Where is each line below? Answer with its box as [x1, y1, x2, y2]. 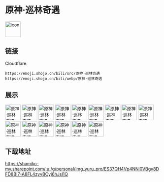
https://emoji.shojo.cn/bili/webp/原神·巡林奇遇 [5, 76, 102, 81]
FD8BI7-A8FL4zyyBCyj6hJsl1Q [5, 171, 68, 177]
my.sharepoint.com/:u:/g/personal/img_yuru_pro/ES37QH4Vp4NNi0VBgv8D [5, 166, 159, 172]
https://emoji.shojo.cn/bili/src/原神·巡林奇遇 [5, 71, 100, 76]
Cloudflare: [5, 60, 28, 66]
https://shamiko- [5, 161, 39, 167]
